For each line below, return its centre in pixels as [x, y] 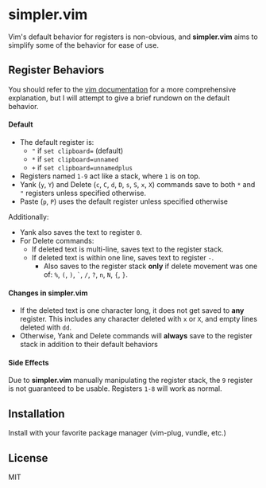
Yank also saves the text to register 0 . [81, 232]
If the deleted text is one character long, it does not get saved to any [132, 310]
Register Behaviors [56, 70]
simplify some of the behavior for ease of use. [83, 45]
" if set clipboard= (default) [77, 150]
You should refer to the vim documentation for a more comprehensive [122, 89]
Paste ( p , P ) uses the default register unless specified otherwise [124, 201]
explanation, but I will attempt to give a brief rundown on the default [119, 98]
